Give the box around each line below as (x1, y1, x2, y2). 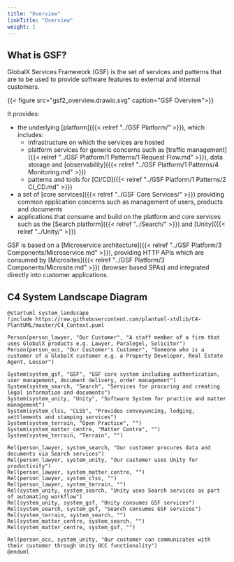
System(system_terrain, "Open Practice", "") (7, 420, 142, 427)
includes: (17, 131, 44, 139)
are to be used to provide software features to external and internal (7, 75, 200, 84)
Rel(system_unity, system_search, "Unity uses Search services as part (7, 487, 220, 494)
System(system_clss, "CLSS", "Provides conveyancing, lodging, (7, 407, 196, 414)
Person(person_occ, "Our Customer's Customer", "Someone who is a (7, 346, 205, 353)
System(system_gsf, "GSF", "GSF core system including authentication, (7, 371, 220, 378)
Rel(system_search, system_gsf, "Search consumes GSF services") (7, 505, 201, 512)
